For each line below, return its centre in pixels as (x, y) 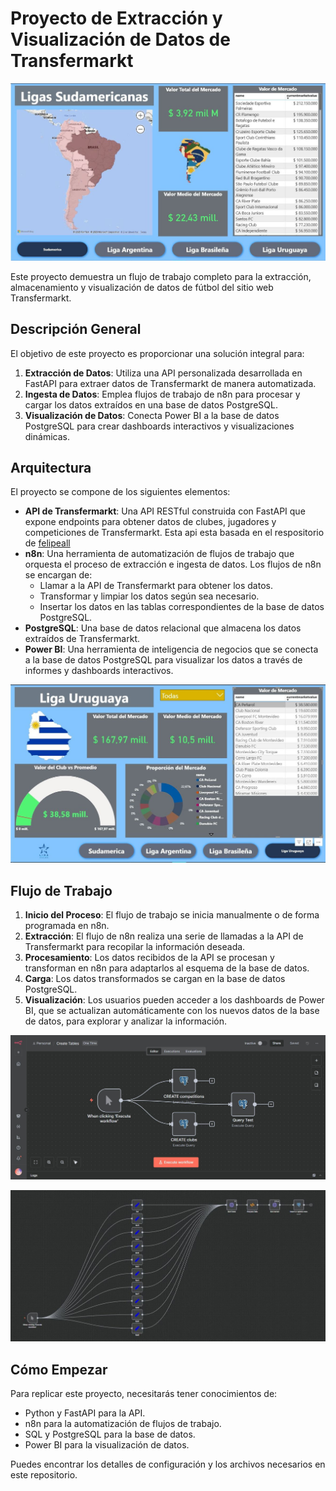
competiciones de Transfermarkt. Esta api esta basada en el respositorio (174, 533)
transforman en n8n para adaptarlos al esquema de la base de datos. (167, 968)
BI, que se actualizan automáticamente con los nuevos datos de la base (172, 1011)
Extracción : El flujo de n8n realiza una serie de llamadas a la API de (164, 936)
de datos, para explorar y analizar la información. (126, 1021)
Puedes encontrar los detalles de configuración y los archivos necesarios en (168, 1464)
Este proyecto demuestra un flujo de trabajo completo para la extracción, (161, 276)
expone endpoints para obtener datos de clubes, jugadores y (150, 522)
